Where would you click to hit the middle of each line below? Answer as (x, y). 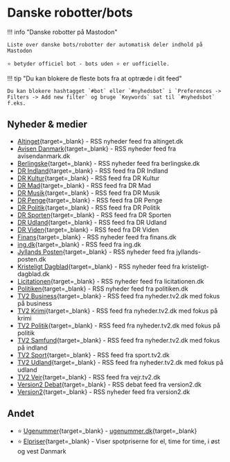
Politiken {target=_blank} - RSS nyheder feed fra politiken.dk (103, 289)
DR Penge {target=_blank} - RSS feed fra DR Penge (90, 200)
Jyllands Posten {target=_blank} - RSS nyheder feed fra (96, 252)
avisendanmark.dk (44, 156)
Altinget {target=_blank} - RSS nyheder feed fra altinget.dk (100, 141)
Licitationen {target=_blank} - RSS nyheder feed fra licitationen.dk (110, 281)
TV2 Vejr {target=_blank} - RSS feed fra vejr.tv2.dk (89, 377)
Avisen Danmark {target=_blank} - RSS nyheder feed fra (97, 148)
